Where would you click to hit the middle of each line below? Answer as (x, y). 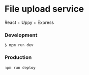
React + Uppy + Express (29, 22)
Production (18, 57)
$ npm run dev (19, 45)
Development (21, 35)
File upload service (44, 9)
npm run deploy (20, 67)
